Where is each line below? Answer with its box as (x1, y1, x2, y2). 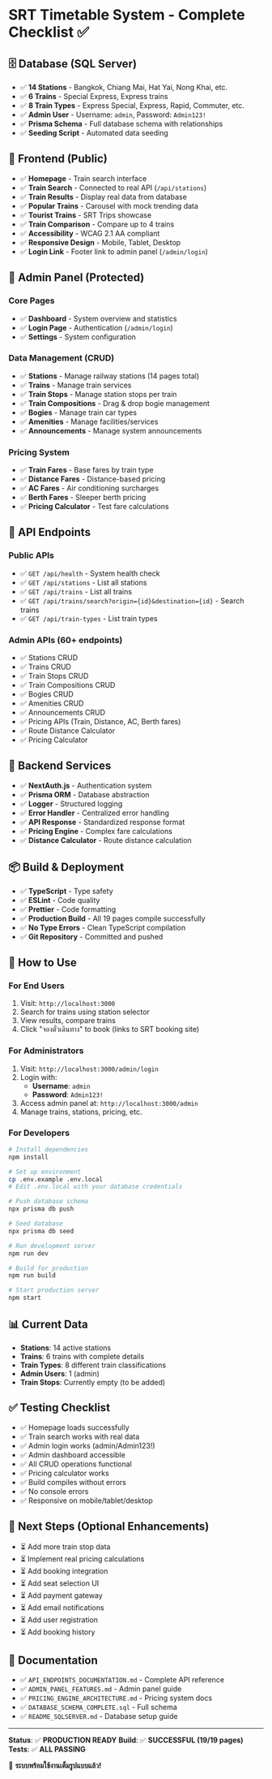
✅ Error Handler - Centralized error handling (19, 808, 170, 818)
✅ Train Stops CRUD (19, 671, 89, 681)
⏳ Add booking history (19, 1626, 96, 1637)
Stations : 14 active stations (19, 1342, 112, 1353)
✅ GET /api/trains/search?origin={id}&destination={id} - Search (19, 595, 244, 606)
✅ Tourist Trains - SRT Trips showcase (19, 209, 152, 220)
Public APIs (8, 550, 55, 561)
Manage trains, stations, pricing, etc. (19, 1107, 142, 1116)
